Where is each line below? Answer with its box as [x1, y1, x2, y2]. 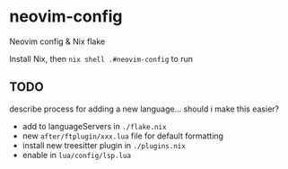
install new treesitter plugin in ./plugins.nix [22, 139, 186, 150]
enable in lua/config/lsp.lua [22, 149, 132, 160]
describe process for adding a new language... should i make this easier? [9, 103, 280, 114]
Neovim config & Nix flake [9, 36, 106, 47]
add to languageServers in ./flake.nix [22, 120, 167, 131]
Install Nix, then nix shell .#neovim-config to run [9, 53, 193, 64]
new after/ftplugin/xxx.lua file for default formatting [22, 130, 224, 141]
